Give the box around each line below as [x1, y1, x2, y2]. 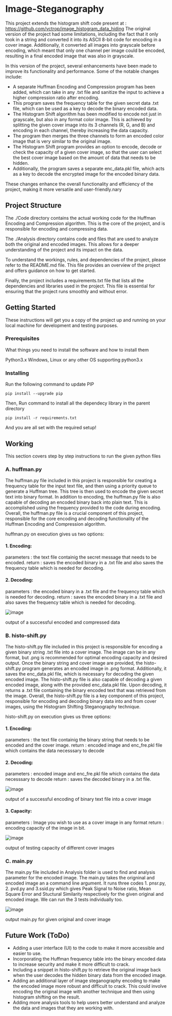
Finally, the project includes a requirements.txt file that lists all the [5, 277, 144, 283]
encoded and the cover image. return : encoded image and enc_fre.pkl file [5, 742, 163, 749]
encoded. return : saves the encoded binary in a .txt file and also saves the [5, 560, 163, 566]
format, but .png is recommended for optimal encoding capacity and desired [5, 654, 167, 660]
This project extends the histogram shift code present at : [5, 20, 127, 26]
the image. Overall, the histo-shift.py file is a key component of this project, [5, 693, 165, 699]
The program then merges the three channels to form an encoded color [12, 132, 164, 139]
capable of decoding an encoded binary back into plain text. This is [5, 499, 148, 506]
